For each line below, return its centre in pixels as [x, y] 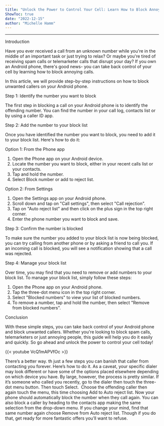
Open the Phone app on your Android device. [58, 159]
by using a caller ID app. [29, 116]
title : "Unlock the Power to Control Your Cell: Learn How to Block [76, 10]
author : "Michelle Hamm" [30, 23]
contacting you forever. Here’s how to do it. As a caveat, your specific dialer [81, 366]
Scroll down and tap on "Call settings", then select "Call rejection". [79, 203]
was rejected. [19, 254]
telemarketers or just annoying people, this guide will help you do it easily [79, 337]
